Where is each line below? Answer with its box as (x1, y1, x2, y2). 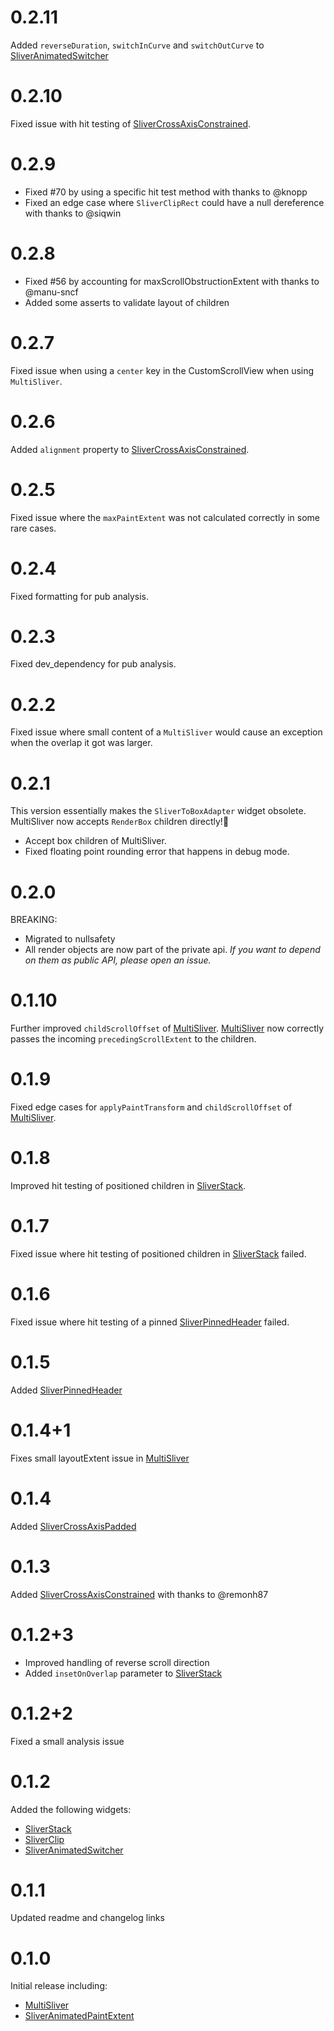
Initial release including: (10, 1980, 108, 1992)
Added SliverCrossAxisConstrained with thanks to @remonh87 (10, 1588, 269, 1600)
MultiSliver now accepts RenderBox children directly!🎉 (10, 816, 230, 828)
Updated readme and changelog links (10, 1912, 165, 1924)
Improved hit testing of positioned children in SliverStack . (10, 1180, 247, 1192)
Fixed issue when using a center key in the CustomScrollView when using (10, 364, 315, 376)
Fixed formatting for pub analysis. (10, 590, 150, 602)
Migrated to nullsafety (24, 933, 116, 945)
